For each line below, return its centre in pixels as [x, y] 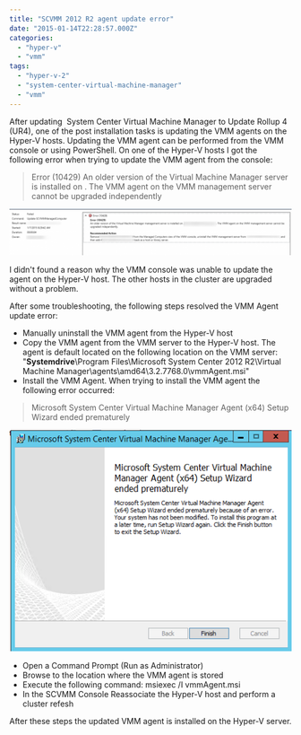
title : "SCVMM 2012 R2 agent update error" [92, 19]
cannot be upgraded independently [97, 196]
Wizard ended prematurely [81, 417]
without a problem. [44, 289]
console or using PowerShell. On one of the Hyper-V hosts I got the [133, 150]
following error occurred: [68, 390]
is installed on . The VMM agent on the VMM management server [151, 186]
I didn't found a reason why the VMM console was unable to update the [141, 270]
